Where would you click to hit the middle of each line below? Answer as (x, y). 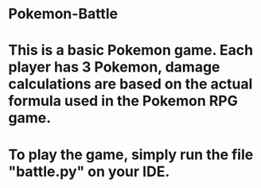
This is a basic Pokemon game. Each (130, 51)
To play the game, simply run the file (131, 154)
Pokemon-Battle (63, 14)
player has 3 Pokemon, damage (114, 67)
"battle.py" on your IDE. (89, 171)
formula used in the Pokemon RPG (123, 101)
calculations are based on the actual (130, 84)
